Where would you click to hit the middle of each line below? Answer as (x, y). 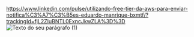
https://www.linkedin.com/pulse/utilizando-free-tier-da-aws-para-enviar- (97, 9)
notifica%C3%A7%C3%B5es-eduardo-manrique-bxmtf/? (77, 15)
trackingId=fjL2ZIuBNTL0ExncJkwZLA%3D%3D (66, 21)
